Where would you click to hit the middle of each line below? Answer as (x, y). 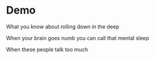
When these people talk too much (47, 49)
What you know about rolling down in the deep (63, 27)
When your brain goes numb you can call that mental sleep (77, 38)
